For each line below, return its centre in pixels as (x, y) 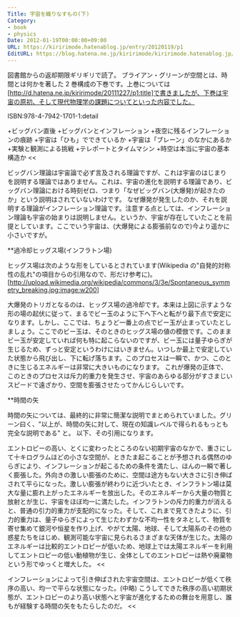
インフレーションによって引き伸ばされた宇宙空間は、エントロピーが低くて (116, 579)
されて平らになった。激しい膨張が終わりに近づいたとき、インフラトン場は (117, 484)
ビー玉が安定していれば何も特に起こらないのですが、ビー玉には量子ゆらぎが (120, 340)
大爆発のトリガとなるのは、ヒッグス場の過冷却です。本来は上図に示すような (120, 305)
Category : (22, 21)
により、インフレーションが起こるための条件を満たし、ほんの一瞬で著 (123, 466)
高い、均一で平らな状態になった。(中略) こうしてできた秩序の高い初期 (123, 588)
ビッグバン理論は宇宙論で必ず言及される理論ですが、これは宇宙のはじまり (117, 173)
